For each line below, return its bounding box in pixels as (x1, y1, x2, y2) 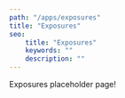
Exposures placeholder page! (9, 79, 117, 89)
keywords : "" (25, 46, 74, 55)
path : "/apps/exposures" (9, 12, 101, 22)
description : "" (25, 54, 86, 63)
